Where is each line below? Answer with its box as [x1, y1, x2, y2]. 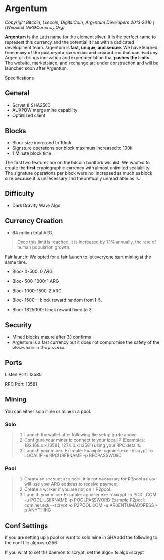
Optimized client [12, 112, 46, 118]
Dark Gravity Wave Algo [12, 202, 61, 209]
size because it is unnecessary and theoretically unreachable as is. [5, 175, 141, 181]
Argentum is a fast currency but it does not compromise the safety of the [12, 339, 160, 345]
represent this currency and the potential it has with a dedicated [5, 39, 134, 45]
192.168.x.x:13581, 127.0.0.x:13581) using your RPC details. [24, 442, 141, 448]
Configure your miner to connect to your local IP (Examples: [24, 437, 145, 443]
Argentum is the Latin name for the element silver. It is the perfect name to [5, 34, 156, 40]
